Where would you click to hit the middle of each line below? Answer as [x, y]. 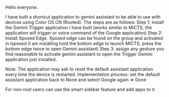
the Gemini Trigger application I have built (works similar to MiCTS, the [79, 27]
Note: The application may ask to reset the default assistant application [79, 69]
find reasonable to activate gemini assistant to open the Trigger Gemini [79, 54]
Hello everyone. [22, 7]
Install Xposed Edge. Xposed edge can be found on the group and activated [84, 38]
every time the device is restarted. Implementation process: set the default [83, 74]
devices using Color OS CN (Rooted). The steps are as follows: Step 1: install [84, 22]
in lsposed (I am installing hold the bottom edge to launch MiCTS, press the [83, 43]
